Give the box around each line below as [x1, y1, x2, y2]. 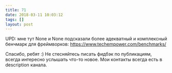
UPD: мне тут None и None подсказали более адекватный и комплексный [5, 36, 167, 42]
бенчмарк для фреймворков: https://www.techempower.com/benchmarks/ [5, 41, 167, 47]
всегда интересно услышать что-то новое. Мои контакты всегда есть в [5, 57, 163, 63]
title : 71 [5, 7, 27, 13]
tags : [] [5, 17, 24, 22]
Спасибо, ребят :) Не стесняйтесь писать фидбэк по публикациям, [5, 51, 152, 57]
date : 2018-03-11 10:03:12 [5, 12, 63, 17]
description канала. [5, 62, 47, 68]
